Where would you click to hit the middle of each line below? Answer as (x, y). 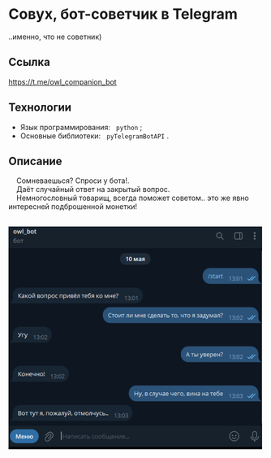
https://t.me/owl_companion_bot (62, 81)
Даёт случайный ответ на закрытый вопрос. (93, 190)
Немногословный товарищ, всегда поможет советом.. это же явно (132, 198)
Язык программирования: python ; (81, 127)
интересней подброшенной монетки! (73, 207)
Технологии (40, 108)
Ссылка (29, 62)
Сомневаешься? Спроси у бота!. (73, 181)
